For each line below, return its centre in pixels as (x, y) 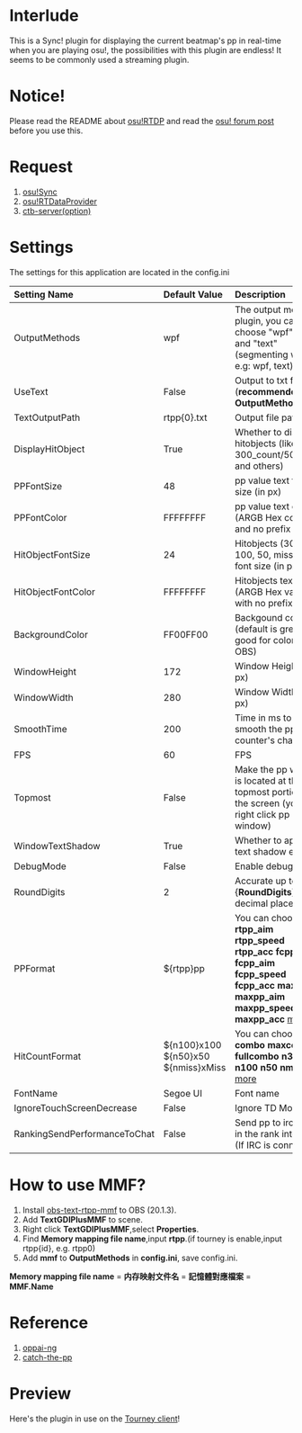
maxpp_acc (260, 1019)
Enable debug (264, 866)
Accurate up (261, 881)
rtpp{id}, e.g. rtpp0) (59, 1248)
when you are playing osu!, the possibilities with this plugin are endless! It (145, 49)
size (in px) (258, 491)
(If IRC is (253, 1145)
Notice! (37, 96)
